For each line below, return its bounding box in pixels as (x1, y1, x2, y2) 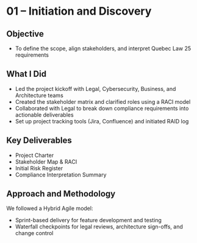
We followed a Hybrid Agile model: (6, 205, 93, 212)
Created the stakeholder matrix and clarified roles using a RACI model (15, 98, 191, 105)
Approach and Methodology (6, 189, 116, 199)
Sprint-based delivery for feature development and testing (15, 217, 162, 224)
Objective (6, 29, 45, 39)
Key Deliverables (6, 136, 72, 146)
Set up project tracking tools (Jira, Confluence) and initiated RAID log (15, 117, 189, 125)
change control (15, 230, 54, 237)
